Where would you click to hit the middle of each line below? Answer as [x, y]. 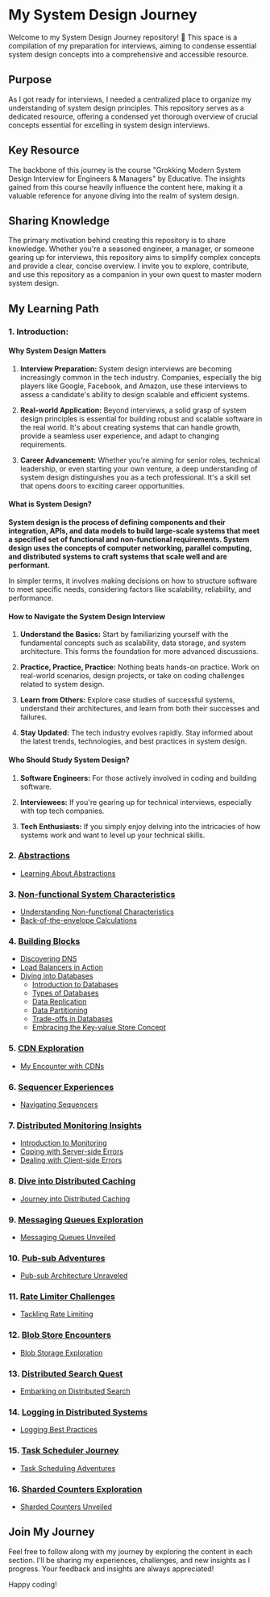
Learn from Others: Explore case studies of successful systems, [127, 700]
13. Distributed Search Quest [66, 1373]
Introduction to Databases [75, 985]
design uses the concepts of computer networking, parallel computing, [130, 548]
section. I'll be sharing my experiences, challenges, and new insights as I [129, 1560]
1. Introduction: [39, 331]
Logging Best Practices [59, 1430]
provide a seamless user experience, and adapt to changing [120, 436]
